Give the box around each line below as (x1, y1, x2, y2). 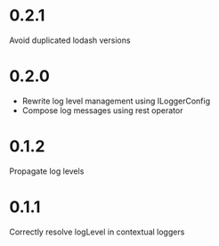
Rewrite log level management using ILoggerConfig (21, 95, 211, 106)
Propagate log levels (9, 166, 85, 176)
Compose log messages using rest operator (21, 104, 183, 116)
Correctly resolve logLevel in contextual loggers (9, 226, 185, 237)
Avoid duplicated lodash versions (9, 35, 131, 45)
